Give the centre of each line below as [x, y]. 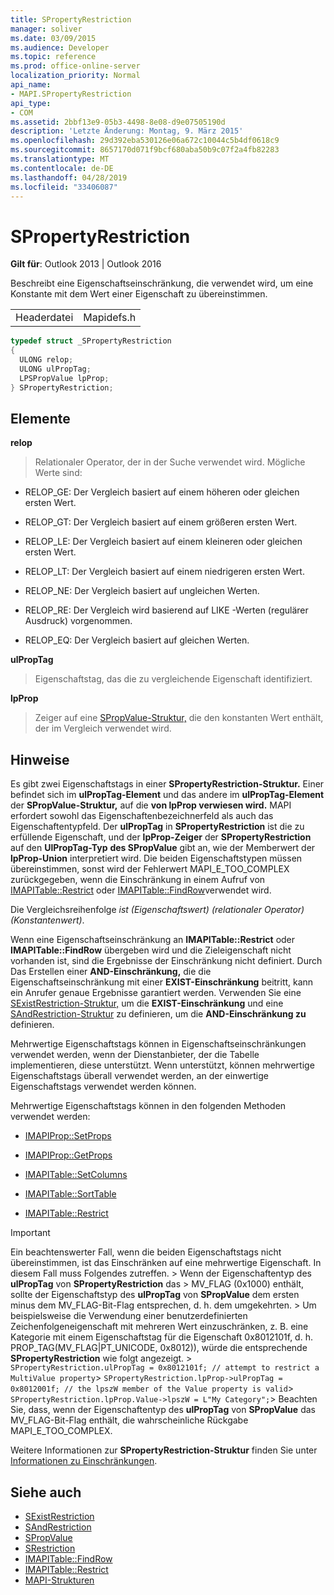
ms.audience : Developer [60, 47]
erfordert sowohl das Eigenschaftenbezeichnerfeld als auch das [142, 816]
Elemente [40, 418]
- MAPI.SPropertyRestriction [71, 94]
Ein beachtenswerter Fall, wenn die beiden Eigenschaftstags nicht [146, 1252]
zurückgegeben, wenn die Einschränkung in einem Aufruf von [138, 880]
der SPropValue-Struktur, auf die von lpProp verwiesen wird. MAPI [151, 805]
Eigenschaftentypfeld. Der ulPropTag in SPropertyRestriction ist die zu [157, 827]
